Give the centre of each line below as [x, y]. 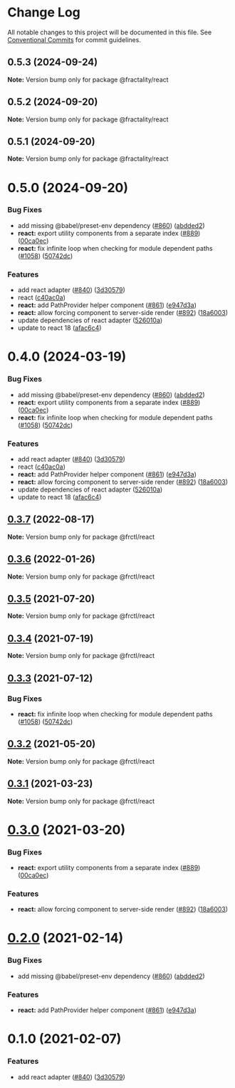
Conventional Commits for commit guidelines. [74, 39]
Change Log [44, 13]
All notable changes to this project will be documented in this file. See [110, 32]
